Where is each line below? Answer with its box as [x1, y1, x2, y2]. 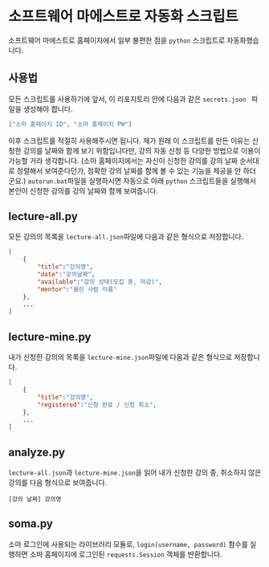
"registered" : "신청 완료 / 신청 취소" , [37, 401, 157, 409]
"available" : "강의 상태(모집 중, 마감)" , [37, 278, 163, 286]
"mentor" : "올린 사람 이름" [37, 285, 118, 293]
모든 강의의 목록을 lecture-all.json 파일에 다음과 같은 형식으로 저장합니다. [8, 232, 244, 242]
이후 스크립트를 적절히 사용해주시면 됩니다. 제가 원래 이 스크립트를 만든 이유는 [8, 136, 251, 145]
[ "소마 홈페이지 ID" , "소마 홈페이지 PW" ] [8, 120, 132, 128]
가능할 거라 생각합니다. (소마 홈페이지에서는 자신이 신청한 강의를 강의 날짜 [8, 156, 238, 165]
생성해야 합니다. [22, 104, 73, 113]
